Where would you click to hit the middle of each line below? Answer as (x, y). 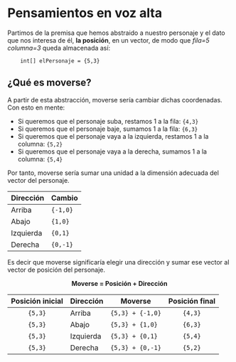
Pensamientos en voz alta (85, 13)
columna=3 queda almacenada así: (59, 48)
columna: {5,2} (40, 144)
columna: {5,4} (40, 159)
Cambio (64, 198)
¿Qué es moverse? (49, 83)
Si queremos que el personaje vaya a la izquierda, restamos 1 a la (113, 136)
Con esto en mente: (36, 107)
